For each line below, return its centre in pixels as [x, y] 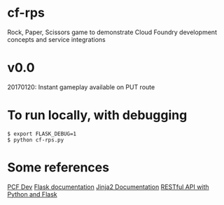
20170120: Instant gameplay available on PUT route [81, 87]
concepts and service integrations [57, 39]
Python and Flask [32, 194]
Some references [58, 167]
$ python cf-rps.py [36, 140]
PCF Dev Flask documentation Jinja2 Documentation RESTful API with [108, 187]
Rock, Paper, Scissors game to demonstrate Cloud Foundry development [112, 32]
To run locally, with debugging [97, 115]
